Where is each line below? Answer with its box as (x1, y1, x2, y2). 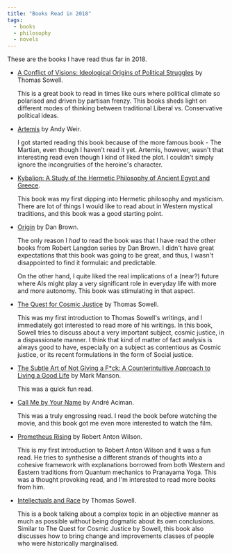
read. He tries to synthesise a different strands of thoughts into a (17, 453, 203, 462)
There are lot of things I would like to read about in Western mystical (17, 202, 213, 210)
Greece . (17, 181, 40, 190)
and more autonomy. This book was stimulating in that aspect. (17, 287, 196, 295)
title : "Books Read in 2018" (7, 10, 92, 17)
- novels (13, 36, 39, 43)
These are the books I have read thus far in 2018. (7, 55, 147, 63)
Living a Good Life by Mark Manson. (17, 371, 122, 380)
